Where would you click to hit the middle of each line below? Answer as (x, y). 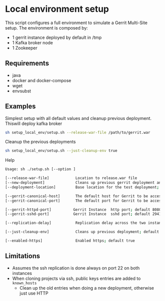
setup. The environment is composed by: (47, 28)
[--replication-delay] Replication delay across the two (76, 223)
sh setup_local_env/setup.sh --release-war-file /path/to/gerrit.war (78, 132)
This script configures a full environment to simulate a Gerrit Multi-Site (76, 23)
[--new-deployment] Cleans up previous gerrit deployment (80, 183)
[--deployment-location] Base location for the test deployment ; (82, 187)
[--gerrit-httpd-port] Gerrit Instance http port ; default (78, 210)
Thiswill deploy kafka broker (34, 123)
